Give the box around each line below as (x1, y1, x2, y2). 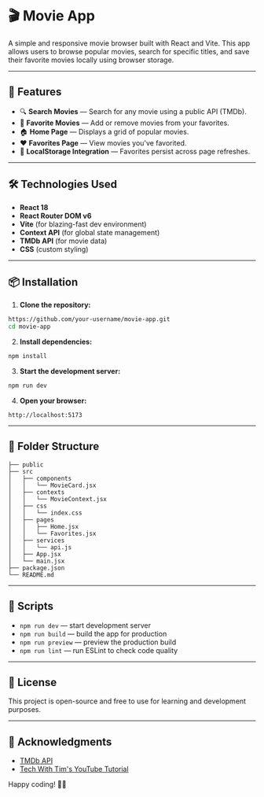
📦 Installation (8, 275, 79, 289)
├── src (8, 467, 34, 475)
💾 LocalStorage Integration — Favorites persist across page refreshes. (19, 146, 251, 156)
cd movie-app (8, 323, 51, 331)
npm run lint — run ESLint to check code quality (19, 645, 178, 655)
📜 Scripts (8, 600, 53, 613)
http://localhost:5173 (8, 411, 82, 419)
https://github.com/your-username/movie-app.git (8, 315, 170, 323)
